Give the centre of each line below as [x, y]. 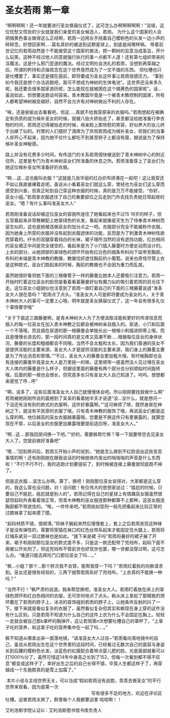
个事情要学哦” [20, 307]
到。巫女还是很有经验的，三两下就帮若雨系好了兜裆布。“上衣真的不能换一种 [84, 572]
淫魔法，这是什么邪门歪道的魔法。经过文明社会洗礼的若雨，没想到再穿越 [80, 63]
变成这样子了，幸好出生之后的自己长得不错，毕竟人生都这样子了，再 [87, 663]
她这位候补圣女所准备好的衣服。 [38, 167]
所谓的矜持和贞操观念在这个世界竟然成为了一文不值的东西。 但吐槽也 [86, 69]
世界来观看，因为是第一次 [32, 687]
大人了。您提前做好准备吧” [33, 441]
